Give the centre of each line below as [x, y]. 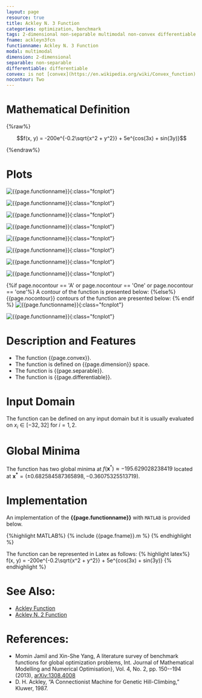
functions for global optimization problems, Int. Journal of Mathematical [104, 662]
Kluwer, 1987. [31, 688]
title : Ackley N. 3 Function [43, 23]
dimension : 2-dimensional [39, 57]
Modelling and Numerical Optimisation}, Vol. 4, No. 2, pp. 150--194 [98, 669]
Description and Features [71, 341]
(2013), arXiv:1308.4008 [45, 675]
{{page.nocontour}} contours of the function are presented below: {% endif [100, 298]
